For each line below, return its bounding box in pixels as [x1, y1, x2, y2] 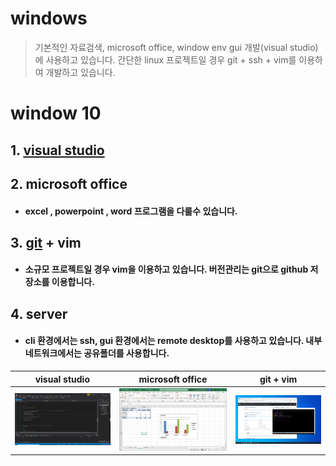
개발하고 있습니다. [45, 66, 116, 78]
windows [10, 7, 88, 30]
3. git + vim [10, 234, 82, 251]
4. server [10, 305, 68, 322]
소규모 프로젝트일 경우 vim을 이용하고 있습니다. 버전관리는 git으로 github [24, 263, 309, 276]
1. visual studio [10, 142, 105, 159]
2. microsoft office [10, 175, 128, 192]
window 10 [10, 102, 102, 125]
